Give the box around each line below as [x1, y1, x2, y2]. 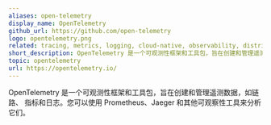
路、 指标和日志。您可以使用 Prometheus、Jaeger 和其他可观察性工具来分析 [8, 98, 262, 107]
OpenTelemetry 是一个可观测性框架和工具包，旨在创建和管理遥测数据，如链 [8, 87, 260, 97]
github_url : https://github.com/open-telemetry [8, 27, 172, 35]
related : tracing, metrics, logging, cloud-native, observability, [8, 42, 240, 50]
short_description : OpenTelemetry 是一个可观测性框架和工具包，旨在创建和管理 [8, 49, 254, 57]
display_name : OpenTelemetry [8, 19, 106, 27]
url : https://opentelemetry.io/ [8, 65, 117, 73]
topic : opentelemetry [8, 57, 81, 65]
